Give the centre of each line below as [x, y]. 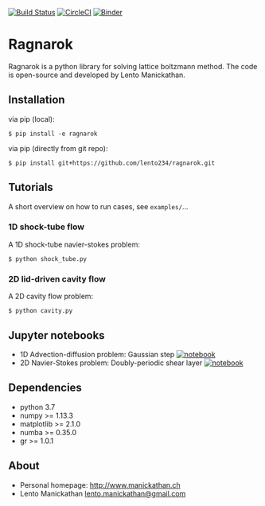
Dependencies [45, 388]
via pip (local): [31, 119]
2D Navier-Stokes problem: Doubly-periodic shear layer [111, 363]
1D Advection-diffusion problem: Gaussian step [97, 354]
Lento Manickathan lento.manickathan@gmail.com [103, 493]
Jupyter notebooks [57, 335]
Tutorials [31, 187]
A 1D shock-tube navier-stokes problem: [74, 244]
